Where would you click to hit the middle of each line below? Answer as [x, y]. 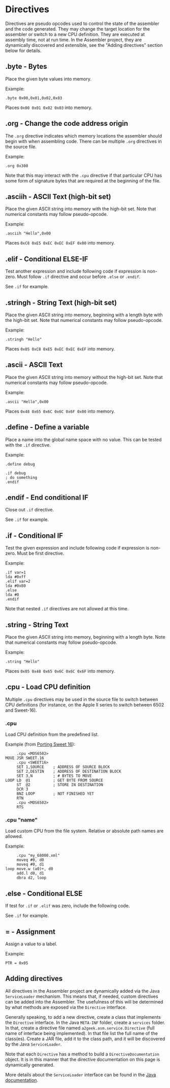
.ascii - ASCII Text [34, 365]
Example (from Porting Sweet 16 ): [40, 744]
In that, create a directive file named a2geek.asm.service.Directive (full [80, 1028]
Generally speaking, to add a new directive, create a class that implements [83, 1017]
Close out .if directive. [30, 510]
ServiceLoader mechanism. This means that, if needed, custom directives [82, 996]
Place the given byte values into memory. [48, 79]
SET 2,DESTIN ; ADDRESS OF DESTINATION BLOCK [69, 772]
